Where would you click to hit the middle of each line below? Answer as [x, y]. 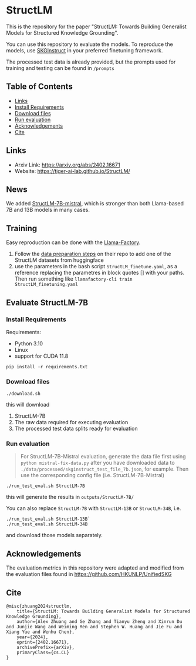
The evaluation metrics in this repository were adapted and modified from [95, 568]
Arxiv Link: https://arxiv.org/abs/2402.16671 [67, 165]
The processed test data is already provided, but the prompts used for [91, 62]
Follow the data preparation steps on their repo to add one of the [93, 254]
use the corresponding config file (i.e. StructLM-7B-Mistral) [92, 475]
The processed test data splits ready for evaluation [76, 429]
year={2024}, [33, 637]
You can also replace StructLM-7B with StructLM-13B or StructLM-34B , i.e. [94, 508]
